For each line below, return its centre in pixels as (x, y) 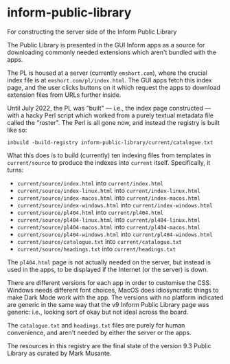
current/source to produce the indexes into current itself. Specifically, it (109, 162)
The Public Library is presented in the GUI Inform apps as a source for (106, 45)
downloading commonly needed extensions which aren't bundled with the (112, 52)
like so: (17, 130)
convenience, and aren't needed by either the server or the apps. (99, 332)
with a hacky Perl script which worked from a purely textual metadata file (111, 115)
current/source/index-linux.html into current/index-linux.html (108, 190)
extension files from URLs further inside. (64, 95)
